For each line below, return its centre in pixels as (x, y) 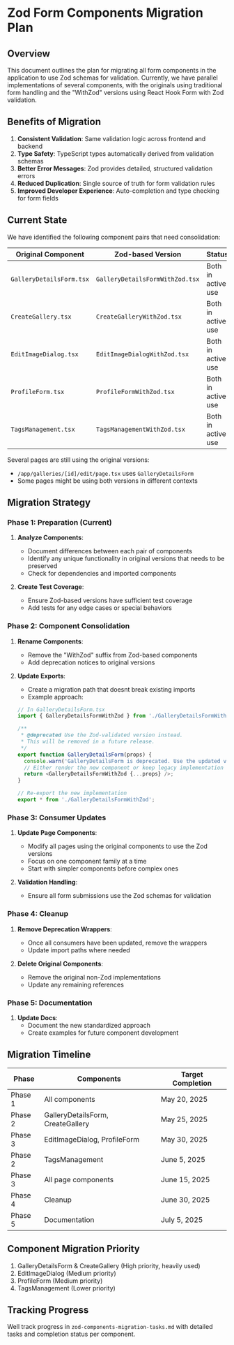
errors (26, 175)
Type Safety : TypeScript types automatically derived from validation (116, 153)
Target (192, 1074)
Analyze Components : (50, 538)
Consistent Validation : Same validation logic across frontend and (111, 138)
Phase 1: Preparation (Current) (60, 522)
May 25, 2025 (184, 1119)
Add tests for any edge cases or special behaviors (100, 608)
